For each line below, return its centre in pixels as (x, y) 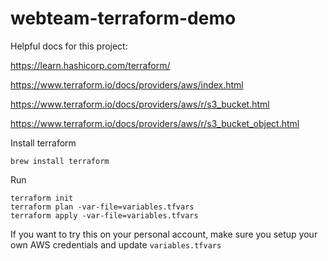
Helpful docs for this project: (69, 46)
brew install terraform (60, 161)
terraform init (42, 198)
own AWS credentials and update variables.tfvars (116, 244)
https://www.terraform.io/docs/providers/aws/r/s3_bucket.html (140, 104)
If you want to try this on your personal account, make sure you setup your (164, 234)
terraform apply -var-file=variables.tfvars (104, 215)
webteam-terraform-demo (123, 18)
